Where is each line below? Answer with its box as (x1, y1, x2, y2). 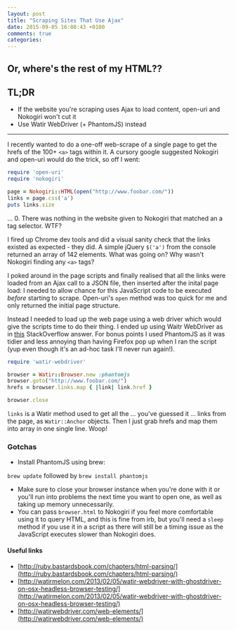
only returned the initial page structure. (7, 301, 121, 310)
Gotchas (7, 442, 37, 451)
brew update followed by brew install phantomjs (7, 472, 149, 480)
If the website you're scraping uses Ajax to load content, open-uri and (17, 105, 221, 113)
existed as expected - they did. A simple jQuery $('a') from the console (7, 242, 216, 251)
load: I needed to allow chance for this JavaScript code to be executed (7, 286, 212, 294)
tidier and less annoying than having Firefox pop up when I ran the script (7, 337, 217, 346)
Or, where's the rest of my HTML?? (7, 63, 163, 75)
